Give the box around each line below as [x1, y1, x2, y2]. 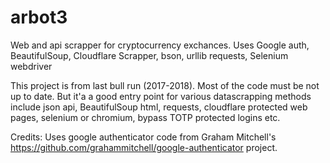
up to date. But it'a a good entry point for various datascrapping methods [10, 90, 312, 102]
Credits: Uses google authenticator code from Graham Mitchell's [10, 131, 277, 143]
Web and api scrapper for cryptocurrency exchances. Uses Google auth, [10, 39, 310, 51]
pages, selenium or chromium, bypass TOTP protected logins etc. [10, 111, 281, 123]
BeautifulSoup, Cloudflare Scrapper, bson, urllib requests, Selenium [10, 49, 289, 61]
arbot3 [10, 6, 68, 29]
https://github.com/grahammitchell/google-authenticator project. [10, 141, 278, 153]
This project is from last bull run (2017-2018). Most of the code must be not [10, 79, 320, 91]
